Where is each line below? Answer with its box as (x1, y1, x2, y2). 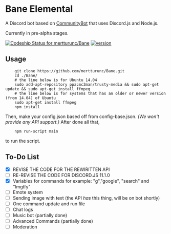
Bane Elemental (5, 3, 73, 15)
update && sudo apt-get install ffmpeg (5, 86, 91, 91)
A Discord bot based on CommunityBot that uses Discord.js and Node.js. (5, 20, 159, 26)
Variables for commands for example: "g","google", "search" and (12, 178, 149, 184)
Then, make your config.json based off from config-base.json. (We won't (5, 113, 160, 120)
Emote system (12, 189, 43, 195)
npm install (14, 104, 40, 109)
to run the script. (5, 138, 40, 144)
